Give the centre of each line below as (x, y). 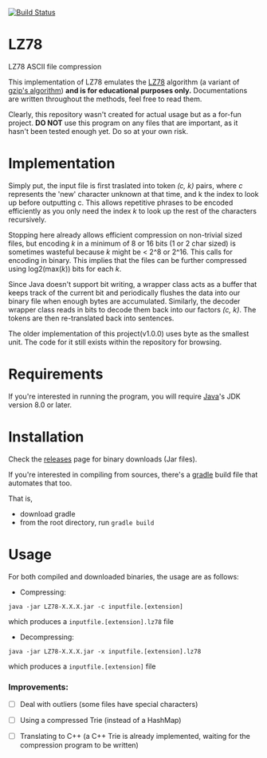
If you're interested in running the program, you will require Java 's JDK (124, 396)
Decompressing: (47, 637)
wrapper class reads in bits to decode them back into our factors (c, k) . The (132, 309)
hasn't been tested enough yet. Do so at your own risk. (98, 131)
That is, (21, 498)
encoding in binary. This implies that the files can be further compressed (128, 260)
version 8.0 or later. (40, 405)
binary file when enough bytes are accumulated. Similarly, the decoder (124, 301)
